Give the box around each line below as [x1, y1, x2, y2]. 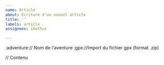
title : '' [5, 17, 27, 22]
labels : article [5, 21, 40, 27]
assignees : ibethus [5, 26, 47, 31]
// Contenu [5, 54, 28, 61]
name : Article [5, 7, 36, 13]
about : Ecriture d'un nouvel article [5, 12, 86, 17]
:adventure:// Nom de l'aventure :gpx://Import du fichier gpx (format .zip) [5, 45, 159, 51]
